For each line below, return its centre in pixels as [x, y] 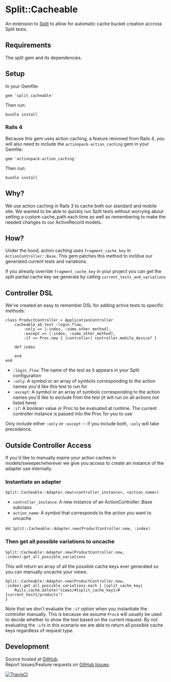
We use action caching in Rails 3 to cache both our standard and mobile [81, 206]
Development [27, 647]
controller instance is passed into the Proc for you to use [72, 414]
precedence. [19, 429]
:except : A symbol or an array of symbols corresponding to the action [86, 392]
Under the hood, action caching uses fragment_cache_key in [68, 250]
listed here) [25, 403]
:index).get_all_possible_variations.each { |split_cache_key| [74, 586]
